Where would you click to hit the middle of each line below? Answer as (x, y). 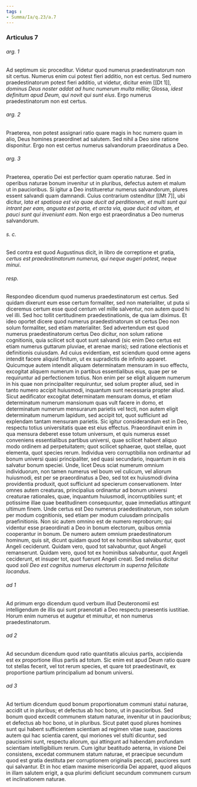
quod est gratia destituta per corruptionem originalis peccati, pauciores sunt (98, 761)
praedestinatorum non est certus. (46, 101)
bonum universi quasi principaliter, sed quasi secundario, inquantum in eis (96, 459)
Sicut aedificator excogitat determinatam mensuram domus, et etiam (89, 396)
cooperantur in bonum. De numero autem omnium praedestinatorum (89, 534)
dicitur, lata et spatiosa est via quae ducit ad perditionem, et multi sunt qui (96, 202)
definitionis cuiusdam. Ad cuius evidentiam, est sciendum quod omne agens (98, 353)
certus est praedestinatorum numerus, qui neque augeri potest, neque (91, 259)
